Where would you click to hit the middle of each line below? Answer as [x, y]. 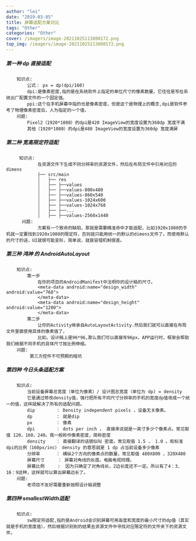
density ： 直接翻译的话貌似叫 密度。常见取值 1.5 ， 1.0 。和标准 [105, 441]
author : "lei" [23, 11]
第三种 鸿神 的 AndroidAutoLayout [48, 254]
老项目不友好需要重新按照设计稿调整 [64, 485]
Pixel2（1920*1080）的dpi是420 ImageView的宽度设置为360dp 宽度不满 [106, 123]
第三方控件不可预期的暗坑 [56, 356]
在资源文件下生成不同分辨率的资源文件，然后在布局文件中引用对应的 [107, 164]
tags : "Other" [23, 28]
